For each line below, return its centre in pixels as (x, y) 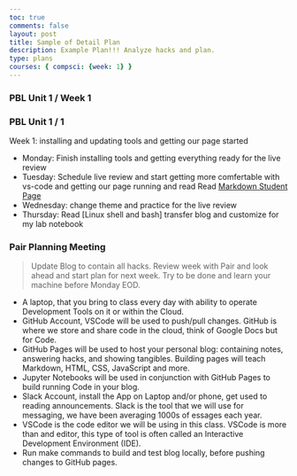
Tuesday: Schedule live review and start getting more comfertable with (151, 177)
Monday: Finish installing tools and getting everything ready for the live (151, 158)
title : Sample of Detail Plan (65, 42)
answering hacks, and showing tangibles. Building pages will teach (144, 359)
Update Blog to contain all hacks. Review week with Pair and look (149, 266)
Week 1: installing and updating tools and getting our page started (129, 141)
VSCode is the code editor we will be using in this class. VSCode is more (154, 425)
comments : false (39, 26)
